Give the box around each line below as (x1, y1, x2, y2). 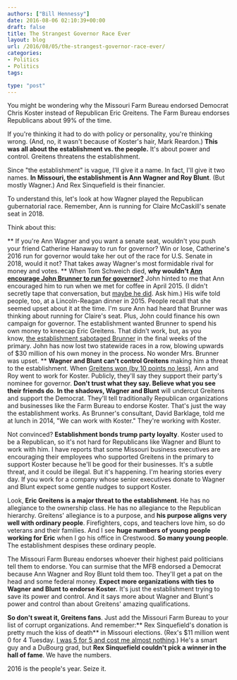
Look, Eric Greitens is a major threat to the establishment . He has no (7, 496, 210, 505)
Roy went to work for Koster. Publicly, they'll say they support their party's (7, 371, 223, 381)
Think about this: (7, 223, 56, 232)
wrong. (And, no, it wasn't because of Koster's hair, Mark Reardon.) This (7, 137, 219, 146)
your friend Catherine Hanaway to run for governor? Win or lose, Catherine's (7, 245, 230, 253)
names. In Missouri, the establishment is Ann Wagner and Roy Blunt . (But (7, 173, 225, 182)
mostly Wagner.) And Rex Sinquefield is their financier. (7, 181, 166, 190)
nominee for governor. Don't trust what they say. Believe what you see (7, 379, 216, 388)
